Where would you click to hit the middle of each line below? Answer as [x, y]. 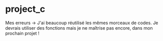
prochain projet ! [22, 33]
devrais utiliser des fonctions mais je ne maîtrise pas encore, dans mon [79, 28]
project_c [25, 9]
